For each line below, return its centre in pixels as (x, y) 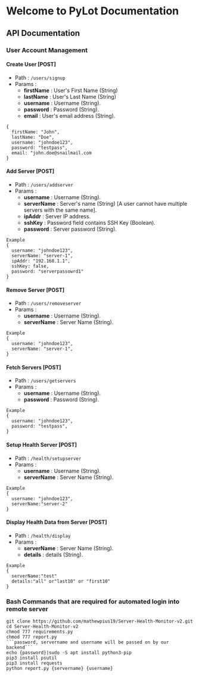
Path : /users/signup (40, 77)
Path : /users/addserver (44, 184)
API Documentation (43, 33)
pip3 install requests (34, 663)
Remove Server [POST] (35, 290)
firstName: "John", (36, 132)
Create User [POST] (31, 65)
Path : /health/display (43, 535)
